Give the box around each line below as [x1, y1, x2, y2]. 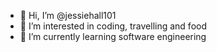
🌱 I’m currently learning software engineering [19, 31, 207, 42]
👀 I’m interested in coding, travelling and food [19, 20, 208, 32]
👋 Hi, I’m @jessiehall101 [19, 10, 117, 21]
